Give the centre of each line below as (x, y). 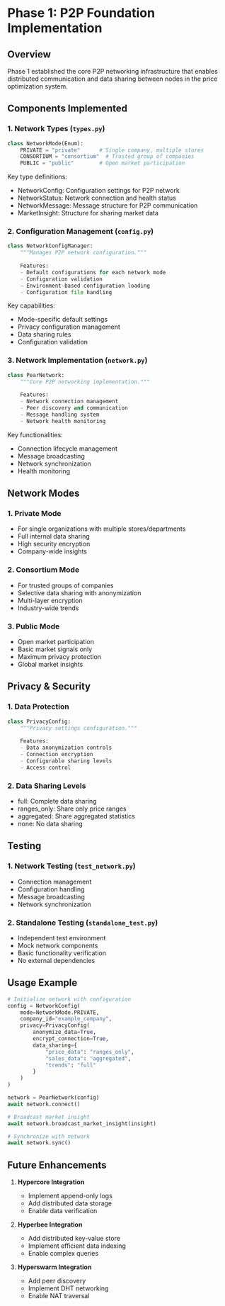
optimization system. (38, 86)
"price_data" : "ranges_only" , (90, 1052)
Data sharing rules (44, 334)
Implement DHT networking (68, 1288)
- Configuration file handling (66, 292)
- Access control (46, 767)
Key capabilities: (31, 305)
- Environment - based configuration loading (85, 286)
